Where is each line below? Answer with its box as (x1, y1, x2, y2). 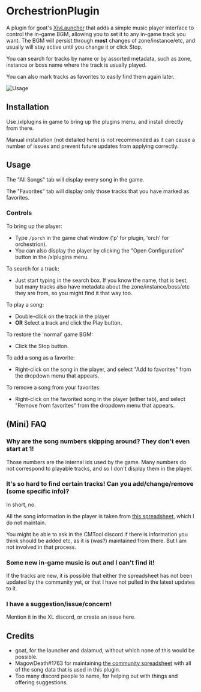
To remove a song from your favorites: (6, 384, 101, 391)
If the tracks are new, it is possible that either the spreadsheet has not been (6, 572, 193, 580)
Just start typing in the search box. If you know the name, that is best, (14, 277, 188, 284)
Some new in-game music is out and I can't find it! (6, 558, 155, 566)
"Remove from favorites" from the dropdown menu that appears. (14, 402, 175, 409)
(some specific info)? (6, 487, 70, 495)
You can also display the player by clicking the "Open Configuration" (14, 246, 185, 254)
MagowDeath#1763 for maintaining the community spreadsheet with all (14, 660, 191, 667)
